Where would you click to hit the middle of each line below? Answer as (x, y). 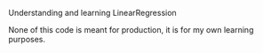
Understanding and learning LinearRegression (92, 13)
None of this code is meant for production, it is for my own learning (131, 30)
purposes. (27, 39)
